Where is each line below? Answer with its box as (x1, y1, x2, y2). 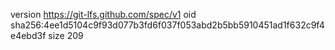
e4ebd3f (10, 30, 47, 41)
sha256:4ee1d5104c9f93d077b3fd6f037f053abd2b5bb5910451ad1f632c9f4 (10, 19, 325, 31)
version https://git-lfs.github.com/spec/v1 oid (10, 9, 197, 20)
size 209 (48, 30, 84, 41)
